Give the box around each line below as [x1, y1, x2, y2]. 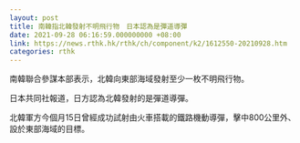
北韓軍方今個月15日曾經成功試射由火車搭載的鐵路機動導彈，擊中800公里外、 [9, 112, 296, 123]
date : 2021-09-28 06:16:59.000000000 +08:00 [9, 30, 181, 39]
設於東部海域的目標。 [9, 124, 89, 135]
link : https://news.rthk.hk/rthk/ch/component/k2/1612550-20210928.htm [9, 38, 287, 48]
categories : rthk [9, 47, 76, 56]
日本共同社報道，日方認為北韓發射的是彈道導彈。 [9, 93, 193, 104]
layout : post [9, 13, 59, 23]
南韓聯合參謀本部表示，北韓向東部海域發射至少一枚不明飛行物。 [9, 74, 249, 85]
